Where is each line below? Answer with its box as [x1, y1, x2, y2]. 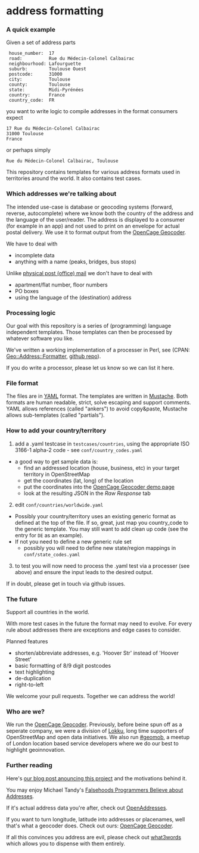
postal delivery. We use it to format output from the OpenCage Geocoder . [6, 228, 186, 236]
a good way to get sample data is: [14, 457, 98, 465]
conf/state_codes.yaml [23, 552, 80, 558]
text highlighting [14, 668, 55, 675]
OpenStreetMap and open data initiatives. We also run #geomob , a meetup [6, 734, 190, 741]
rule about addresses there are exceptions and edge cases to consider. [6, 626, 181, 633]
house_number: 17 [8, 51, 55, 57]
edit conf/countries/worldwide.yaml [14, 501, 104, 508]
